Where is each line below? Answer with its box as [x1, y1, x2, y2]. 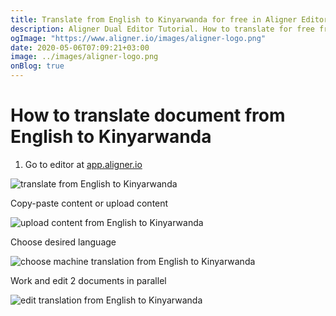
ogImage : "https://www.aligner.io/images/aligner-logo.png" [10, 33, 267, 43]
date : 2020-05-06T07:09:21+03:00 [10, 42, 150, 53]
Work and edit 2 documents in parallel [10, 274, 167, 286]
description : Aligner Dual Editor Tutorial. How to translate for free [10, 24, 315, 34]
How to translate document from [10, 104, 286, 127]
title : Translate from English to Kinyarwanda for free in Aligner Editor [10, 14, 329, 25]
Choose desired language [10, 236, 117, 248]
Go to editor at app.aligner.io [24, 158, 143, 170]
